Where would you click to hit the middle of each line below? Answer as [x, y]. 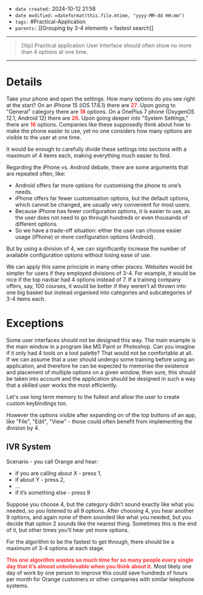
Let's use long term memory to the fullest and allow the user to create [93, 396]
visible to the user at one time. [44, 137]
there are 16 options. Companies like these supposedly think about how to [98, 124]
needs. [24, 192]
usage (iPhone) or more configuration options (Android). [85, 237]
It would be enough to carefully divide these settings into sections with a [97, 149]
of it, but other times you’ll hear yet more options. [68, 530]
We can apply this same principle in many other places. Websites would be [99, 266]
